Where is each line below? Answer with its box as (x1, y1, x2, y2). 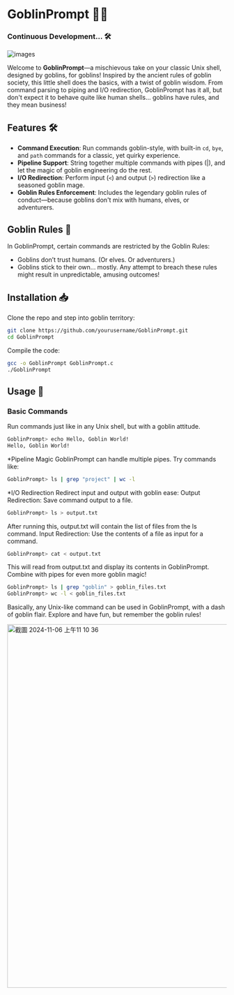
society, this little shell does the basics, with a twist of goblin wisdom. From (7, 78, 224, 87)
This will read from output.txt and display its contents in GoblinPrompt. (7, 563, 210, 571)
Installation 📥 (7, 291, 69, 303)
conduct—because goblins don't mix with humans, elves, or (17, 196, 189, 205)
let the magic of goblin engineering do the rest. (17, 166, 153, 175)
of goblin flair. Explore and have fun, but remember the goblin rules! (7, 610, 201, 619)
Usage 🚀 (7, 385, 44, 397)
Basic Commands (7, 406, 68, 416)
